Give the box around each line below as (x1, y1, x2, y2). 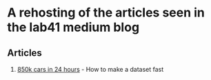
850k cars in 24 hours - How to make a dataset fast (17, 66, 164, 73)
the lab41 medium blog (7, 19, 140, 35)
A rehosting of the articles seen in (7, 5, 205, 21)
